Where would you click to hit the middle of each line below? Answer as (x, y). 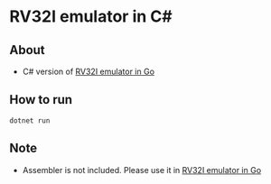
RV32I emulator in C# (91, 17)
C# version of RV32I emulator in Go (89, 71)
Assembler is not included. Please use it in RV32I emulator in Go (142, 170)
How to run (41, 100)
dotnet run (30, 120)
